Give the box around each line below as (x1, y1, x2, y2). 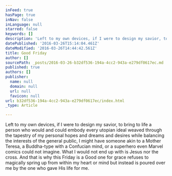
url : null (10, 88, 31, 94)
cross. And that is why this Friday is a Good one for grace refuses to (5, 154, 149, 161)
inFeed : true (5, 7, 33, 13)
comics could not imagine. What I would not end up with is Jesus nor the (5, 149, 159, 155)
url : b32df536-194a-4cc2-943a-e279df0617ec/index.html (5, 98, 125, 103)
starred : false (5, 27, 38, 32)
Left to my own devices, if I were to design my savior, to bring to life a (5, 122, 152, 128)
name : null (10, 79, 33, 84)
